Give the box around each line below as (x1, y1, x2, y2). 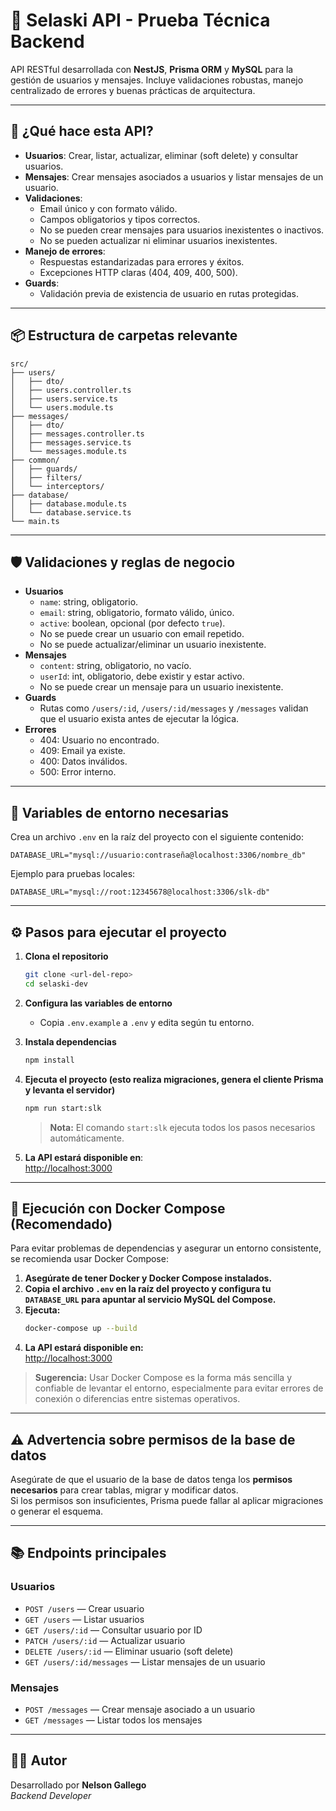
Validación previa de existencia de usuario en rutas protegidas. (39, 287, 299, 299)
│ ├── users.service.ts (10, 394, 118, 404)
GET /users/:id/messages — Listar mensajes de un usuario (24, 1655, 266, 1668)
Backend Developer (10, 1789, 92, 1801)
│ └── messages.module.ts (10, 446, 128, 456)
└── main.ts (10, 516, 60, 526)
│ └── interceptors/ (10, 481, 105, 491)
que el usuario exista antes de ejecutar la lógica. (39, 713, 240, 725)
